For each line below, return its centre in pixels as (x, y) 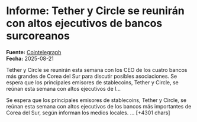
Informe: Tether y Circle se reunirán (95, 11)
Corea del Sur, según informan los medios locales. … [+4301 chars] (88, 113)
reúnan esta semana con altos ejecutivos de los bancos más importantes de (99, 106)
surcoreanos (38, 36)
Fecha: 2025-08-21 (30, 58)
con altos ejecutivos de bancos (84, 23)
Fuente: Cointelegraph (34, 52)
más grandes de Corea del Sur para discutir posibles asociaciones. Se (92, 76)
